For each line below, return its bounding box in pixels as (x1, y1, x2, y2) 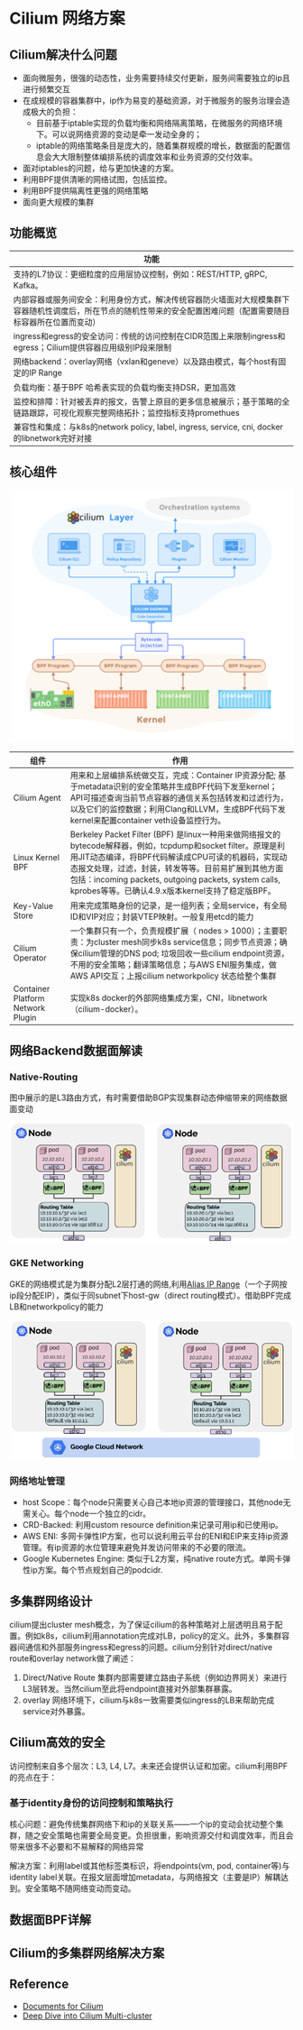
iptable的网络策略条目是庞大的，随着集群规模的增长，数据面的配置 (35, 141, 283, 151)
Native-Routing (9, 1070, 78, 1083)
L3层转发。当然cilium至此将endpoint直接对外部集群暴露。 (22, 1684, 237, 1694)
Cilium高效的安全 (9, 1735, 106, 1750)
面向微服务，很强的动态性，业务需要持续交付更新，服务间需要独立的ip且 (22, 73, 290, 83)
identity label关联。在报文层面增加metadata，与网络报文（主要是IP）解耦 (9, 1872, 281, 1883)
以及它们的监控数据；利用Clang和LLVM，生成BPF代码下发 (69, 804, 286, 814)
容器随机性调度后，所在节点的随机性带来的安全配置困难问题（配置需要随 (13, 305, 282, 316)
